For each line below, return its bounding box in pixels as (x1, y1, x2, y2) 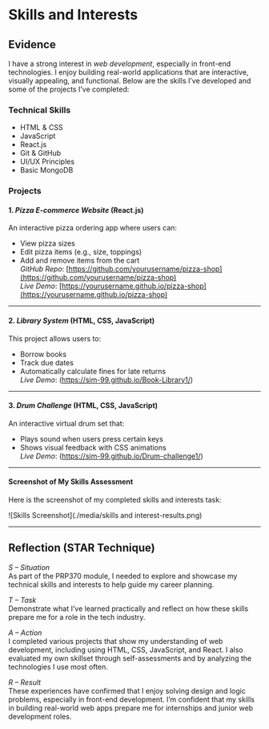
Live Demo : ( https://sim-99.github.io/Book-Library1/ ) (19, 375, 194, 385)
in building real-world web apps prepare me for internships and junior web (8, 703, 254, 712)
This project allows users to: (8, 333, 102, 343)
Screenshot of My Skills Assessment (8, 477, 134, 487)
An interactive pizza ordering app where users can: (8, 223, 178, 233)
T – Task (8, 595, 37, 605)
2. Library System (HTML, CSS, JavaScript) (8, 316, 155, 326)
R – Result (8, 677, 42, 687)
